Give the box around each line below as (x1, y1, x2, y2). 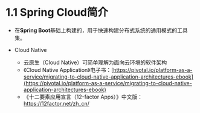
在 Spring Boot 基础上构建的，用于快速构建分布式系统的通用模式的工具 (14, 27, 188, 34)
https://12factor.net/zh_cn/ (23, 100, 90, 107)
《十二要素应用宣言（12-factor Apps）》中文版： (23, 93, 143, 100)
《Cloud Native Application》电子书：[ (23, 66, 114, 73)
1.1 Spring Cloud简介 (5, 5, 109, 19)
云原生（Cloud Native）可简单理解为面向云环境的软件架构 (23, 59, 167, 66)
